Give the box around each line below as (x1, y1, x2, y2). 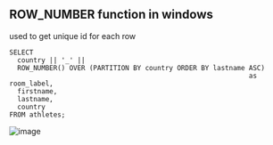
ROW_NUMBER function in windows (9, 7, 214, 22)
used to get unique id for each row (9, 30, 136, 41)
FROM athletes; (9, 110, 66, 119)
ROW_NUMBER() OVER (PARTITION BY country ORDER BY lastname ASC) (17, 63, 266, 72)
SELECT (9, 48, 34, 57)
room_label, (9, 79, 54, 88)
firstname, (17, 86, 58, 96)
